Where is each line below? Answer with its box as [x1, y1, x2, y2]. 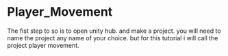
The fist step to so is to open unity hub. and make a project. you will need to [7, 27, 221, 35]
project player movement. [7, 41, 80, 49]
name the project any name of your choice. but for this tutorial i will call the [7, 33, 218, 42]
